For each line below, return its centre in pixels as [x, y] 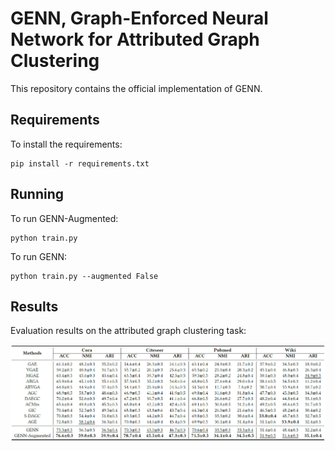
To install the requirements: [66, 144]
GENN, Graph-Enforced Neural [139, 18]
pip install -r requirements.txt [80, 163]
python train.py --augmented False [84, 276]
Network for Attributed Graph [135, 39]
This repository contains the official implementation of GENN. [136, 88]
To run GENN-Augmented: [64, 218]
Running [37, 194]
